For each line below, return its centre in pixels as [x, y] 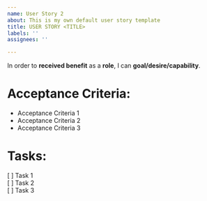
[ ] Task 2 [21, 183]
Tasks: [27, 156]
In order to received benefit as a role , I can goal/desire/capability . [104, 66]
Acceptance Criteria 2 [49, 121]
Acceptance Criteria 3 [49, 128]
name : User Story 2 [36, 14]
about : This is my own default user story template [84, 20]
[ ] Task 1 [20, 176]
